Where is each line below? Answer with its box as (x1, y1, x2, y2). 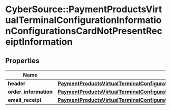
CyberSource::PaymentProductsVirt (5, 4, 162, 15)
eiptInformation (5, 36, 73, 48)
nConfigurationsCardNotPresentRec (5, 25, 163, 37)
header (8, 80, 26, 87)
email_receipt (8, 97, 42, 103)
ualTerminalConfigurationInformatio (5, 14, 162, 26)
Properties (5, 56, 40, 65)
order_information (8, 88, 53, 95)
